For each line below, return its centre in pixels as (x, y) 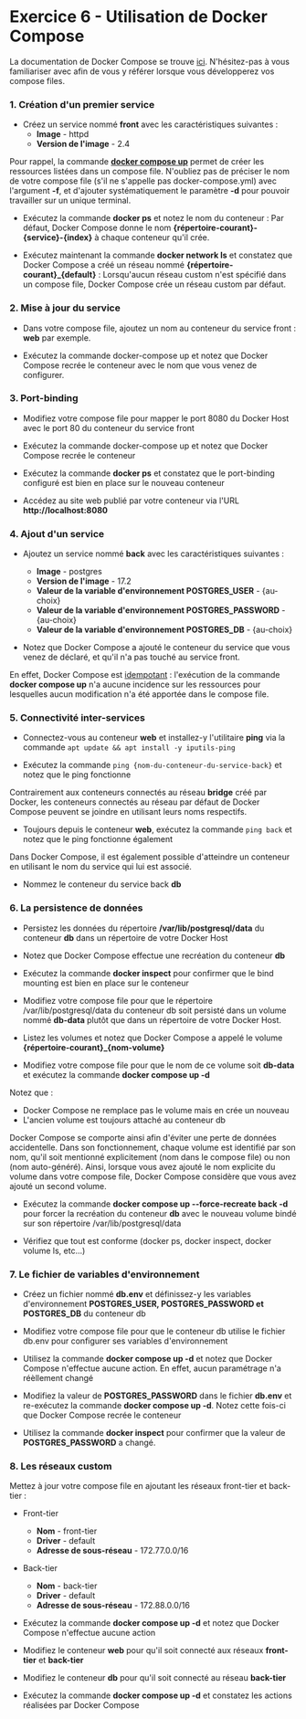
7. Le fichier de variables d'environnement (105, 1274)
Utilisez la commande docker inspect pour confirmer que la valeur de (154, 1433)
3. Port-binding (44, 398)
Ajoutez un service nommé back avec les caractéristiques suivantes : (153, 554)
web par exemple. (57, 337)
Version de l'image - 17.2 (84, 581)
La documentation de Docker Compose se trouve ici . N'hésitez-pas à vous (150, 61)
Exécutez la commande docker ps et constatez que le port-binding (149, 473)
